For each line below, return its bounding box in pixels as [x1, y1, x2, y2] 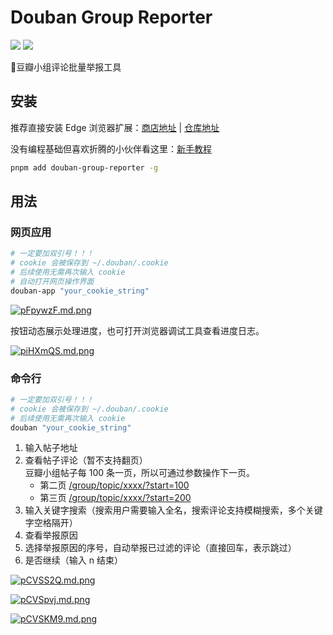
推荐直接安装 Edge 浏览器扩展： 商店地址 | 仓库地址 [10, 121, 220, 133]
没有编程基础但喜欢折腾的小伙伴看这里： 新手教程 [10, 142, 212, 155]
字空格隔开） [24, 517, 78, 529]
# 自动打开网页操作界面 [10, 276, 95, 286]
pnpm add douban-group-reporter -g [10, 162, 159, 173]
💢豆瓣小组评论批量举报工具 [10, 61, 122, 73]
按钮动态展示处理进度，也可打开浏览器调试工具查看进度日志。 [10, 324, 265, 336]
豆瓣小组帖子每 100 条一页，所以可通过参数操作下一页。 [24, 467, 256, 479]
